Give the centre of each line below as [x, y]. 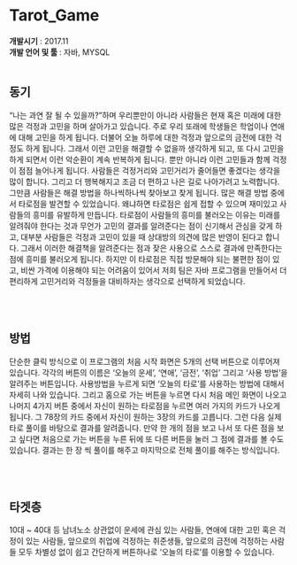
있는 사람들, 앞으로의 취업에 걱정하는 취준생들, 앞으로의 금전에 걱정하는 [147, 541]
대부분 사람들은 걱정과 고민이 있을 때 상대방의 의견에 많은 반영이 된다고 [142, 236]
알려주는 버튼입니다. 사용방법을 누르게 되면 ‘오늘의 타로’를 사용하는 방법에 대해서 [147, 383]
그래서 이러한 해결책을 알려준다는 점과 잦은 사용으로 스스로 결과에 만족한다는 [152, 248]
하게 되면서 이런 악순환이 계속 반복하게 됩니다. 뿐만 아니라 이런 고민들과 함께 [140, 159]
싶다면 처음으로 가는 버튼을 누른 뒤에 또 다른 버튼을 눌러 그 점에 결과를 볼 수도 [151, 438]
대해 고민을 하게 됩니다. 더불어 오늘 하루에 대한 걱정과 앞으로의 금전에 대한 [145, 137]
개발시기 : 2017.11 [39, 41]
